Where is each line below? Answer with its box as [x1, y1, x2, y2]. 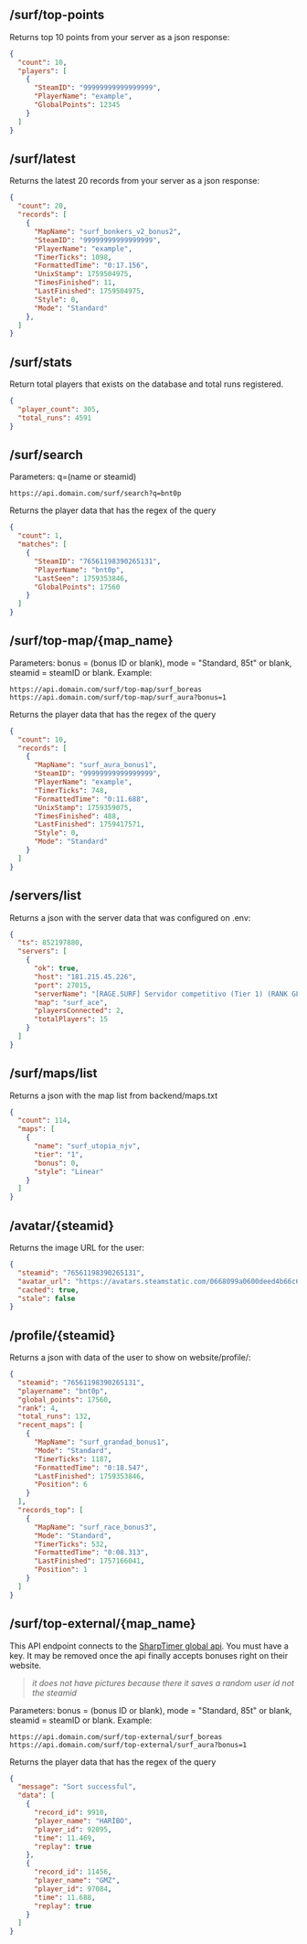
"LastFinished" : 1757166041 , [33, 1556, 145, 1566]
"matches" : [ [17, 539, 68, 550]
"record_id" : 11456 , [33, 1867, 112, 1877]
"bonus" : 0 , [33, 1159, 79, 1168]
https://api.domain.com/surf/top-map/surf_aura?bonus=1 [9, 692, 227, 702]
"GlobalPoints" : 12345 [33, 101, 121, 110]
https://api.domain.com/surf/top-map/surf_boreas [9, 685, 203, 694]
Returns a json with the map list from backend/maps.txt [9, 1090, 218, 1101]
